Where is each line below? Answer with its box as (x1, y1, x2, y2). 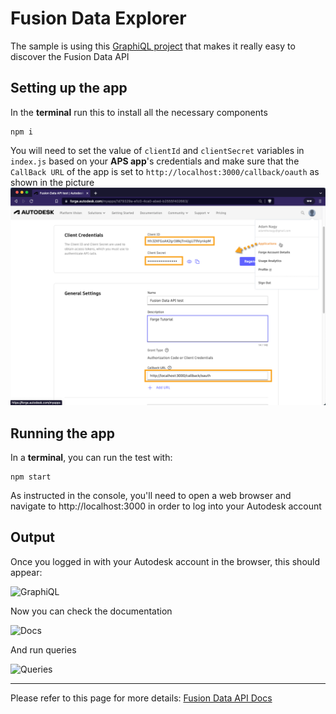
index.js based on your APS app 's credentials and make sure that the (10, 155, 300, 167)
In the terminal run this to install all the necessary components (10, 106, 268, 118)
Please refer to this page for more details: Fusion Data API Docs (10, 692, 273, 704)
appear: (10, 566, 43, 578)
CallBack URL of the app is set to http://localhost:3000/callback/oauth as (10, 165, 320, 177)
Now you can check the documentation (10, 605, 173, 617)
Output (10, 529, 55, 546)
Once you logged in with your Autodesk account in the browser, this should (10, 555, 321, 567)
